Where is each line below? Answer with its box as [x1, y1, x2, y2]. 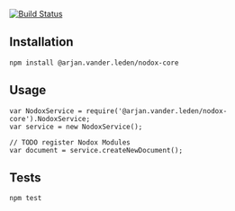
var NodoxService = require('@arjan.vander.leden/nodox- [9, 106, 228, 116]
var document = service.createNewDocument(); [9, 145, 183, 154]
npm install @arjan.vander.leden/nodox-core [9, 58, 179, 67]
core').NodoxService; [9, 114, 91, 123]
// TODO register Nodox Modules [9, 137, 131, 147]
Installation [9, 34, 74, 49]
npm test [9, 194, 42, 203]
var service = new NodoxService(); [9, 122, 143, 131]
